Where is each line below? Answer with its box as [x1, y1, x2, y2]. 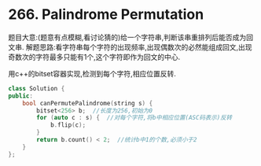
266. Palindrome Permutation [8, 6, 204, 24]
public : [8, 92, 34, 100]
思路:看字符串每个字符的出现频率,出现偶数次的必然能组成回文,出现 [39, 42, 253, 52]
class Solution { [8, 84, 65, 92]
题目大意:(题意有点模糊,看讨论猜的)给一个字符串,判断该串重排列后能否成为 [8, 32, 247, 42]
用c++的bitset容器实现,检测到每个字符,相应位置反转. [8, 68, 177, 78]
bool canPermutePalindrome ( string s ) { [22, 99, 153, 107]
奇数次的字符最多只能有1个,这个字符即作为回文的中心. [8, 52, 181, 61]
